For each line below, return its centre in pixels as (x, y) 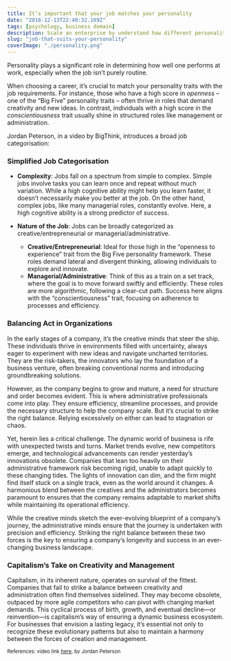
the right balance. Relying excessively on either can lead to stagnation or (110, 417)
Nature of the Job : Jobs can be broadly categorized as (95, 226)
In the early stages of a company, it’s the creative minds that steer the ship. (113, 338)
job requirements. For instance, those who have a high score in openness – (113, 93)
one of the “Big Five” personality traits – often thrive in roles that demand (110, 100)
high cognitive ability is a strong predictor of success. (93, 213)
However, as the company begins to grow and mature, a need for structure (113, 388)
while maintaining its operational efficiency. (68, 504)
